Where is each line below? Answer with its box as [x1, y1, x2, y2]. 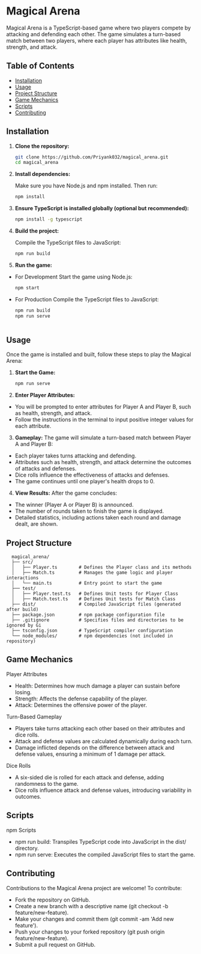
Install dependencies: [14, 171, 71, 178]
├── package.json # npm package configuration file [11, 612, 165, 618]
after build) [6, 607, 39, 613]
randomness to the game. [14, 780, 79, 787]
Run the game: [14, 261, 53, 269]
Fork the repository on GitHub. [14, 896, 91, 903]
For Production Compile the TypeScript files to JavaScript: [14, 295, 159, 303]
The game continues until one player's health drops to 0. [14, 478, 155, 485]
